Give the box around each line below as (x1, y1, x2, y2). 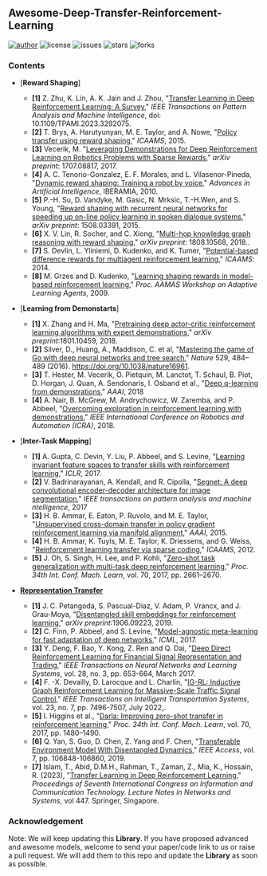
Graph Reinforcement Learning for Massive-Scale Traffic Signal (31, 685, 241, 696)
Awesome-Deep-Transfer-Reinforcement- (8, 6, 222, 20)
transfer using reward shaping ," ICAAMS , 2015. (31, 136, 187, 146)
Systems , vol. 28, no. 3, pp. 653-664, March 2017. (31, 669, 196, 678)
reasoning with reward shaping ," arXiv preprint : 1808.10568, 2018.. (31, 238, 250, 247)
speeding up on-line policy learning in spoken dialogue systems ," (31, 212, 247, 222)
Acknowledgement (8, 816, 84, 827)
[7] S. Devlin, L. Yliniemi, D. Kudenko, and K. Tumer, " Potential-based (31, 246, 259, 256)
